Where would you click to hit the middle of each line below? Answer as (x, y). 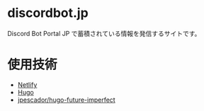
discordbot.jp (48, 13)
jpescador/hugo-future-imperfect (66, 100)
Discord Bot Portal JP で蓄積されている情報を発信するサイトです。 (104, 33)
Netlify (27, 84)
